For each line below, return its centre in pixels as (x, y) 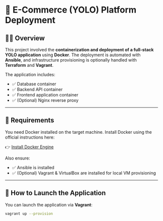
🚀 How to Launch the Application (55, 193)
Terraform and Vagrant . (29, 65)
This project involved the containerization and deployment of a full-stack (79, 50)
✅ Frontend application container (45, 95)
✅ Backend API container (37, 89)
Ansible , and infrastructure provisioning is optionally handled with (71, 60)
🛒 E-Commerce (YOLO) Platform (71, 10)
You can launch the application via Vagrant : (49, 205)
